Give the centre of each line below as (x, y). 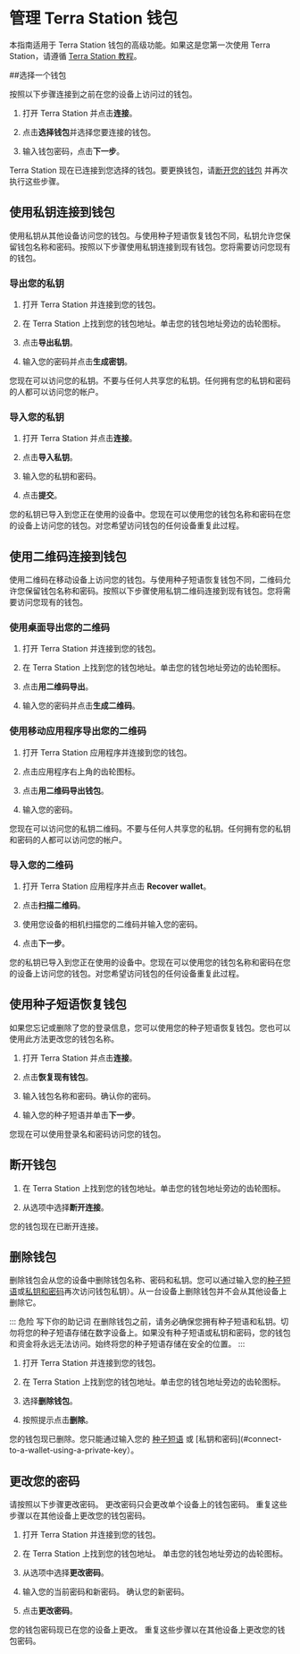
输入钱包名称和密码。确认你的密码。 (89, 1096)
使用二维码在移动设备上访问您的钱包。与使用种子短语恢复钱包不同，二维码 (146, 580)
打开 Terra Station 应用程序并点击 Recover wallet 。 (117, 886)
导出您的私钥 (37, 283)
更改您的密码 (45, 1481)
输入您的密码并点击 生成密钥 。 (77, 362)
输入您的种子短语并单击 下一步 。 (81, 1114)
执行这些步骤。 (37, 181)
